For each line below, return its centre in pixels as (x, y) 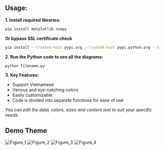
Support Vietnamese (33, 85)
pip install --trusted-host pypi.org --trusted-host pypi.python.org (78, 47)
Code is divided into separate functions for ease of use (68, 100)
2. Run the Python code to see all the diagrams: (54, 57)
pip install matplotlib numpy (36, 29)
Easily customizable (32, 95)
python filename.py (25, 66)
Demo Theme (26, 131)
